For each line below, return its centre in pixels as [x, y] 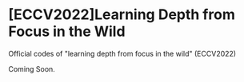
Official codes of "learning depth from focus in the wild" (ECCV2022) [122, 53]
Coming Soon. [32, 68]
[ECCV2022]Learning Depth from [122, 15]
